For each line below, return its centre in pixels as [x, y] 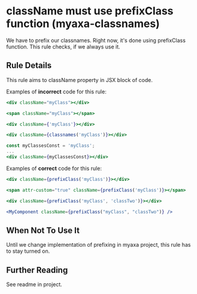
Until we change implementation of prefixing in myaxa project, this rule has [99, 245]
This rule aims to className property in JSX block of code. [79, 80]
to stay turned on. [28, 251]
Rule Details [29, 66]
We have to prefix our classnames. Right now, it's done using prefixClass [96, 40]
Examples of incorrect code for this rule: [56, 92]
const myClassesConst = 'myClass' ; [51, 146]
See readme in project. [34, 284]
